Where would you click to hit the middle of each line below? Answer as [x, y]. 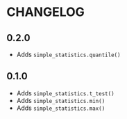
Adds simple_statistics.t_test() [66, 93]
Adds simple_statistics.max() [61, 108]
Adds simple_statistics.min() [61, 100]
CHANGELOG [45, 12]
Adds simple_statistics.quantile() [68, 54]
